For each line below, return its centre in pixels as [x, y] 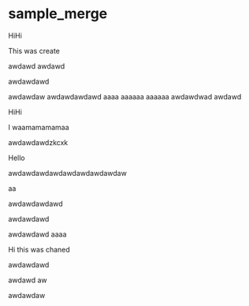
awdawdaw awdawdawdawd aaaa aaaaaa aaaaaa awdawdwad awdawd [125, 96]
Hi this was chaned [39, 249]
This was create [34, 50]
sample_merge [58, 14]
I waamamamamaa [39, 127]
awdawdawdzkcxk [38, 142]
